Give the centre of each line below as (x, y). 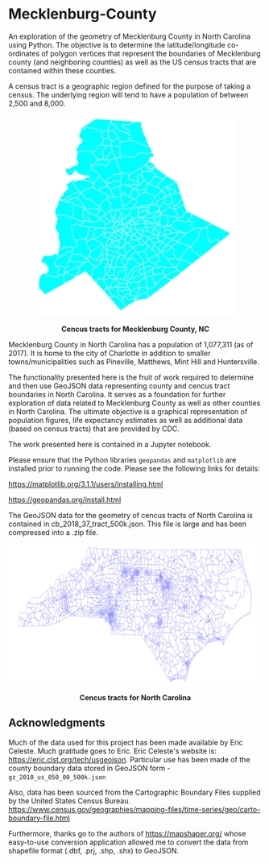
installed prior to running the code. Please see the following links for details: (134, 468)
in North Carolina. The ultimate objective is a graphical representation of (128, 411)
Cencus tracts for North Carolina (135, 697)
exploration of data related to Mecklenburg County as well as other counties (134, 403)
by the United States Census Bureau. (70, 801)
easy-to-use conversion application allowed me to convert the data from (128, 842)
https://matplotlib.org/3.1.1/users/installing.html (86, 483)
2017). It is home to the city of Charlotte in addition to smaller (110, 353)
